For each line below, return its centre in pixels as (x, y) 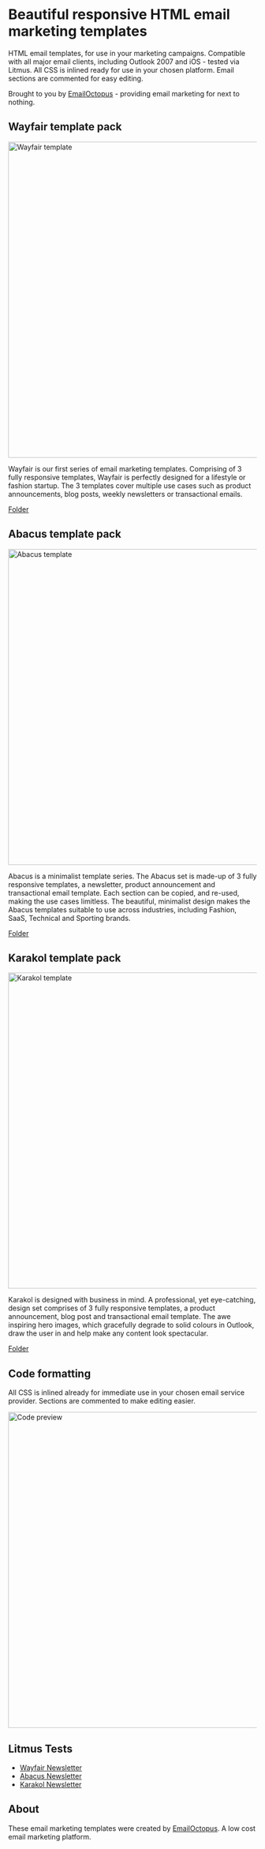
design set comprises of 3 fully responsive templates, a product (112, 1308)
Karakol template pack (65, 958)
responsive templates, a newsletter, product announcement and (112, 884)
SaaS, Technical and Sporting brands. (69, 918)
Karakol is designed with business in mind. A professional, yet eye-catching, (132, 1300)
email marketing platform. (50, 1836)
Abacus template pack (65, 534)
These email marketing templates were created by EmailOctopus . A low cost (132, 1828)
